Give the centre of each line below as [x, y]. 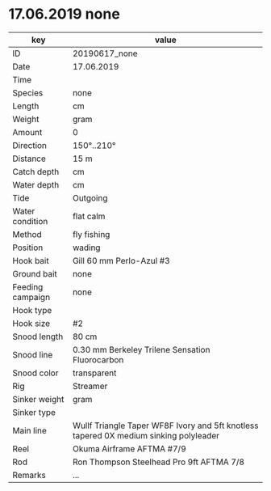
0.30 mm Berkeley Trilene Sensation [141, 349]
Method [27, 234]
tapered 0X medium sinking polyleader [146, 435]
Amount [27, 132]
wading [86, 248]
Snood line [33, 354]
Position [28, 248]
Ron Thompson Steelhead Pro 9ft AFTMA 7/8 [158, 462]
